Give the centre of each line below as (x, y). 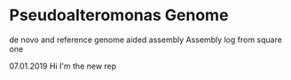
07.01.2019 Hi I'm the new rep (63, 66)
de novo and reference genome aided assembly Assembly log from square (145, 40)
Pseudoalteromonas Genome (119, 15)
